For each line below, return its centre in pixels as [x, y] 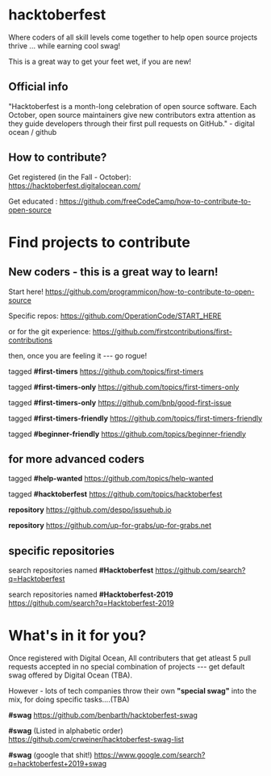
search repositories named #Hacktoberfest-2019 [91, 594]
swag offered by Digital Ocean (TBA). [71, 675]
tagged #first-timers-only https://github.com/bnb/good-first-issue [120, 402]
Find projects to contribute [100, 242]
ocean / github [33, 132]
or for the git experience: [50, 331]
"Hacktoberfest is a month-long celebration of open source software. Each [133, 106]
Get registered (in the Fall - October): [70, 177]
